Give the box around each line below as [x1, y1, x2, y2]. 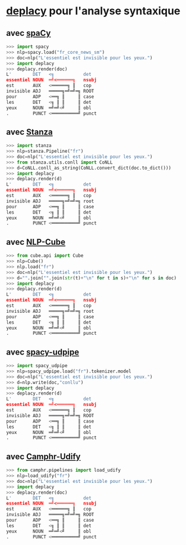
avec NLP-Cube [6, 237, 66, 247]
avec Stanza [6, 127, 53, 137]
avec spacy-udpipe [6, 347, 79, 357]
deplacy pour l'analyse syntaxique [6, 4, 181, 18]
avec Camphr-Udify [6, 451, 81, 461]
